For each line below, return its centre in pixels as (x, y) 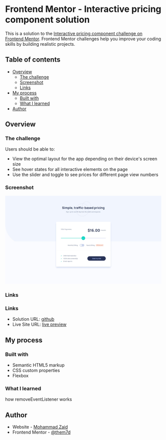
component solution (48, 20)
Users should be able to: (30, 149)
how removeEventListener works (39, 399)
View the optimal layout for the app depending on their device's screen (85, 159)
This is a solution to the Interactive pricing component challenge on (74, 33)
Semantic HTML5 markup (38, 365)
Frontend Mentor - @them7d (41, 432)
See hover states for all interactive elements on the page (70, 170)
